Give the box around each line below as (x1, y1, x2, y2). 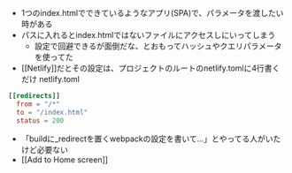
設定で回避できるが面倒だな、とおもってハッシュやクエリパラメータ (34, 41, 282, 51)
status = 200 (16, 116, 65, 125)
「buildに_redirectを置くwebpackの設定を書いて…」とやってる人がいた (20, 133, 281, 144)
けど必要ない (20, 144, 68, 154)
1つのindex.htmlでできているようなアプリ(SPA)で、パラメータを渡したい (20, 8, 284, 18)
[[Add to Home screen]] (20, 154, 108, 165)
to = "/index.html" (16, 108, 88, 117)
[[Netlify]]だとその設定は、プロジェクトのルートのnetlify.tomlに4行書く (20, 63, 280, 73)
